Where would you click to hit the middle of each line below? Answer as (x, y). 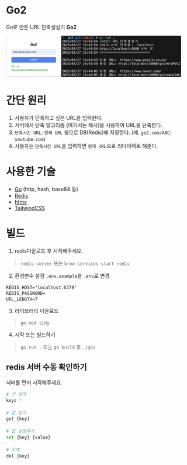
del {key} (18, 456)
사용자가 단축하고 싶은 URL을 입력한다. (59, 118)
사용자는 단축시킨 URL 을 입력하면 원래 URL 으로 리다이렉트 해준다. (86, 146)
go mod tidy (35, 323)
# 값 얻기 (16, 413)
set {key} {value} (28, 438)
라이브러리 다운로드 (37, 311)
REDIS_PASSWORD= (26, 294)
